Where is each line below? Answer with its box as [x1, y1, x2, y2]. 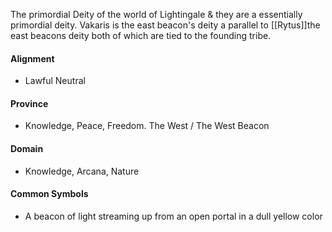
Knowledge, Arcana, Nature [24, 165, 140, 177]
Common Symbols [10, 188, 89, 200]
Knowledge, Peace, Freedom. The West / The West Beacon [24, 120, 270, 132]
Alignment [10, 52, 55, 64]
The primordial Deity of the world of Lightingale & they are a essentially [10, 9, 303, 20]
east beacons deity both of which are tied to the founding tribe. [10, 30, 272, 41]
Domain [10, 143, 44, 154]
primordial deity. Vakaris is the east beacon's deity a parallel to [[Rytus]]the [10, 19, 321, 31]
